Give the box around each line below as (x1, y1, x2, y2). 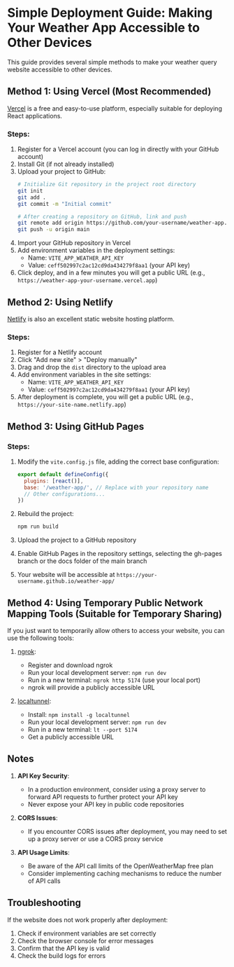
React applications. (7, 111, 63, 120)
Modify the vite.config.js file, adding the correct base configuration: (17, 457, 219, 466)
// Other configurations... (24, 490, 106, 498)
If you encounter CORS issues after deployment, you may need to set (27, 827, 227, 835)
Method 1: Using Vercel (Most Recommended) (7, 85, 212, 97)
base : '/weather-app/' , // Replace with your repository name (24, 484, 209, 491)
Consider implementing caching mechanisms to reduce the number (27, 869, 222, 877)
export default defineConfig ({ (17, 471, 109, 478)
